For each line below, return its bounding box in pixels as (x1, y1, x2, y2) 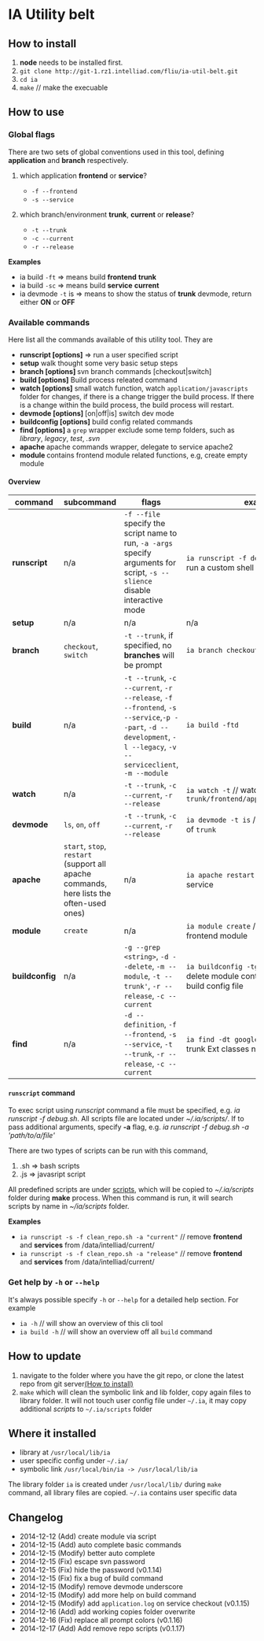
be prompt (123, 660, 163, 671)
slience (123, 577, 153, 586)
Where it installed (8, 1427, 97, 1440)
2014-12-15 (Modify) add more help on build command (19, 1591, 196, 1600)
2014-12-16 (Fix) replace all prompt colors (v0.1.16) (19, 1616, 183, 1625)
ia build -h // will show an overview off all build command (19, 1327, 213, 1336)
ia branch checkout (185, 646, 259, 655)
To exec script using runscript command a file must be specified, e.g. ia (8, 1106, 240, 1115)
